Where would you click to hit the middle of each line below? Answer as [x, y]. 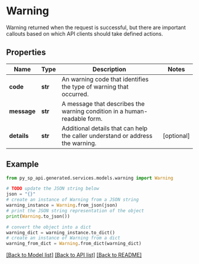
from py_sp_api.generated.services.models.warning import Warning [90, 178]
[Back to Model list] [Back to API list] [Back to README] [74, 255]
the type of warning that [95, 86]
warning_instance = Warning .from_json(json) [62, 205]
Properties [26, 53]
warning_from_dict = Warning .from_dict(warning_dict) [74, 244]
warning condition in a [92, 111]
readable [74, 118]
